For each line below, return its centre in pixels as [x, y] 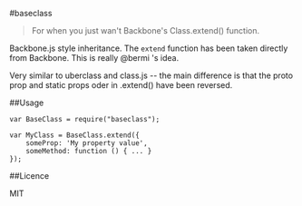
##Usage [27, 103]
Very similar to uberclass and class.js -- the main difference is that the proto [151, 75]
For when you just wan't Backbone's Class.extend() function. [146, 30]
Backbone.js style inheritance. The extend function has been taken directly [149, 48]
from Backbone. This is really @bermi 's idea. [94, 58]
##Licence [29, 176]
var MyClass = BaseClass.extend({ [75, 135]
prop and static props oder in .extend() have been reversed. [121, 85]
